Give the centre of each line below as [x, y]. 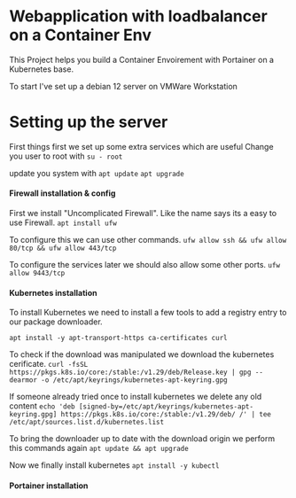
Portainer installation [49, 486]
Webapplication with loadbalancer [138, 16]
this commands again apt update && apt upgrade [99, 448]
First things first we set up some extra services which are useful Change [141, 146]
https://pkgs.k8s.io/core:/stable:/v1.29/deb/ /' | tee [166, 415]
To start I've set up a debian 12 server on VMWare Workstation [123, 86]
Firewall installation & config [62, 193]
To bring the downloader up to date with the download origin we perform [142, 439]
